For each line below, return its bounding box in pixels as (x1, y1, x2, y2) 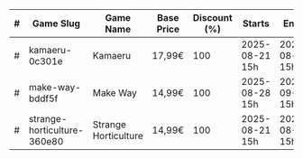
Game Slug (32, 17, 81, 30)
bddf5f (28, 92, 59, 105)
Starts (242, 17, 270, 30)
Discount (192, 12, 233, 23)
